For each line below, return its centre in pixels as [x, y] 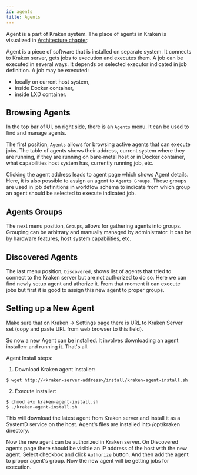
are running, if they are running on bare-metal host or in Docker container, [96, 157]
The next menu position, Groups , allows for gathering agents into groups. [94, 226]
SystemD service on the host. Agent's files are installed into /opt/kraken [93, 424]
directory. [18, 430]
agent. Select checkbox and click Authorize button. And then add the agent [97, 454]
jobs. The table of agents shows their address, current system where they [96, 151]
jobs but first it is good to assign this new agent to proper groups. [85, 290]
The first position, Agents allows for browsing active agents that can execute [98, 144]
